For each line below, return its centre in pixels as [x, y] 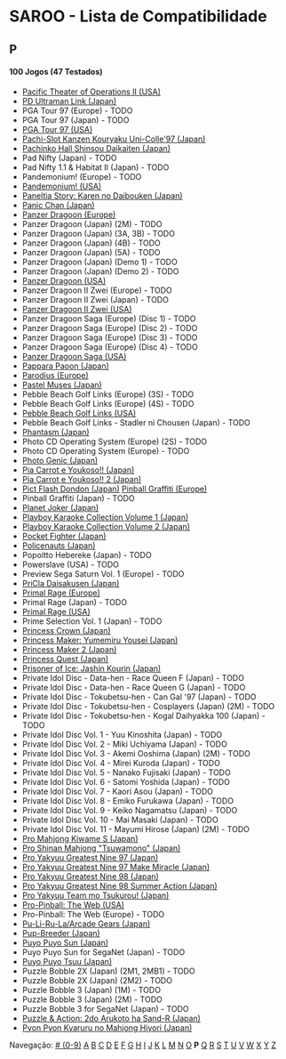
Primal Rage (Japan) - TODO [74, 602]
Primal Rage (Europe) [61, 593]
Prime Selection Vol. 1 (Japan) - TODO [92, 621]
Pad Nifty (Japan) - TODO [69, 158]
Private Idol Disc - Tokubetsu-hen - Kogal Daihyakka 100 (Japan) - [143, 715]
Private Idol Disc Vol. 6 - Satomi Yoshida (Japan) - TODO [126, 781]
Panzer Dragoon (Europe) [69, 214]
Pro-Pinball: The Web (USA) [73, 904]
